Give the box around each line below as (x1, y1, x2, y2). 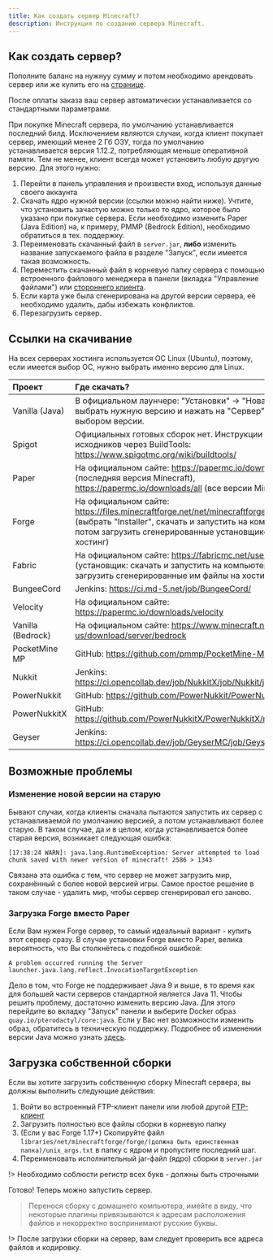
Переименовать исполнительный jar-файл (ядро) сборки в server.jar (19, 1154, 262, 1163)
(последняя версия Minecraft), (74, 472, 196, 484)
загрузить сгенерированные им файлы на (74, 570, 240, 581)
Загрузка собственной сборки (8, 1056, 172, 1070)
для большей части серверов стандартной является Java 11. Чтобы (8, 989, 243, 999)
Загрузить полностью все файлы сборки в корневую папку (19, 1119, 227, 1128)
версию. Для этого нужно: (8, 163, 101, 173)
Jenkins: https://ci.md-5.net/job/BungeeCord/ (74, 583, 252, 594)
